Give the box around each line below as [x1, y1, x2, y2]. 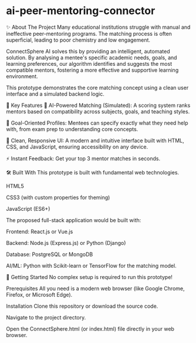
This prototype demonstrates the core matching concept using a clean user [6, 84, 189, 91]
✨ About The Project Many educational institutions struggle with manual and [6, 23, 191, 31]
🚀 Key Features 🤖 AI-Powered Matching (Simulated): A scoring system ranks [6, 102, 191, 109]
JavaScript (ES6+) [6, 205, 50, 212]
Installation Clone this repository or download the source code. [6, 302, 158, 310]
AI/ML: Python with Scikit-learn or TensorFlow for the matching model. [6, 262, 177, 269]
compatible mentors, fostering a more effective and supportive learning [6, 66, 179, 73]
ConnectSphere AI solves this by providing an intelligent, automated [6, 48, 170, 55]
